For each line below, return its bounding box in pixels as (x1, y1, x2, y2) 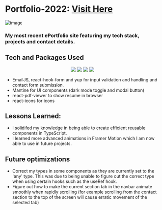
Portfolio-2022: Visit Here (5, 3, 113, 15)
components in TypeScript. (12, 130, 67, 136)
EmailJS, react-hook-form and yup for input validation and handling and (12, 76, 158, 82)
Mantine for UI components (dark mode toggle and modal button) (12, 87, 145, 93)
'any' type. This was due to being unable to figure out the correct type (12, 174, 155, 179)
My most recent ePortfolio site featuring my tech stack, (5, 32, 139, 39)
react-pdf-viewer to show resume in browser (12, 92, 103, 98)
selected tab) (12, 200, 39, 206)
